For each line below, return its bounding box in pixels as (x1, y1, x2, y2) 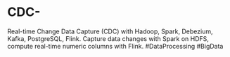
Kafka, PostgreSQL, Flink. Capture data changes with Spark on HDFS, (7, 34, 210, 42)
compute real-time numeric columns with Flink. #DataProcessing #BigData (7, 42, 224, 50)
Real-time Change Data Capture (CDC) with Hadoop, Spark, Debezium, (7, 27, 213, 35)
